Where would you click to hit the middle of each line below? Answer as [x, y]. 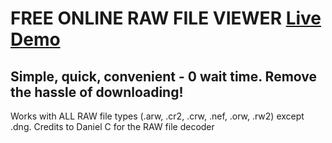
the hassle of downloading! [97, 92]
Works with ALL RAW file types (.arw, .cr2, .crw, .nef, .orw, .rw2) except [157, 116]
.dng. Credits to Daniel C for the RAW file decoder [112, 126]
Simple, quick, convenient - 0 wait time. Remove [164, 76]
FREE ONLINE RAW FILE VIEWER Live [166, 18]
